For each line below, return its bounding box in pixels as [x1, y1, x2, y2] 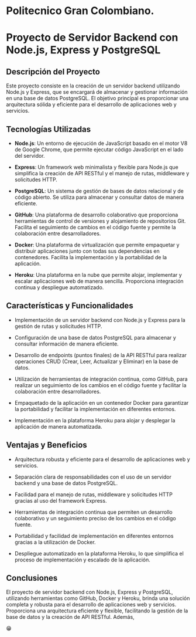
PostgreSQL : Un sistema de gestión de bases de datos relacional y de [14, 188, 184, 194]
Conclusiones [6, 573, 58, 583]
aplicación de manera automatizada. [14, 423, 102, 430]
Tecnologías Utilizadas [6, 124, 91, 134]
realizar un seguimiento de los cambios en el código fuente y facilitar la [14, 381, 187, 388]
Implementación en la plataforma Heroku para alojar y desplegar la [14, 416, 176, 423]
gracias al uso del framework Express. [14, 497, 107, 504]
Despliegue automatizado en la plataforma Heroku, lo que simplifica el [14, 550, 184, 557]
